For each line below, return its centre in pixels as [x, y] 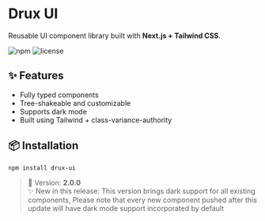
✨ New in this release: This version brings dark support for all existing [141, 191]
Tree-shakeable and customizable [75, 103]
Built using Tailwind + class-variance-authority [96, 120]
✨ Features [36, 76]
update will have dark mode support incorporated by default [125, 208]
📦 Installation [44, 146]
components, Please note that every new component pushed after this [142, 200]
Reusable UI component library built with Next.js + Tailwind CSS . [115, 36]
